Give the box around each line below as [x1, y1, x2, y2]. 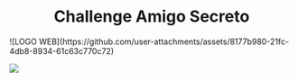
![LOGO [9, 36, 38, 47]
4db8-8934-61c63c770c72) [9, 45, 115, 56]
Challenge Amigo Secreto [53, 6, 250, 27]
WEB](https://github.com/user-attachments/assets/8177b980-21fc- [39, 36, 290, 47]
